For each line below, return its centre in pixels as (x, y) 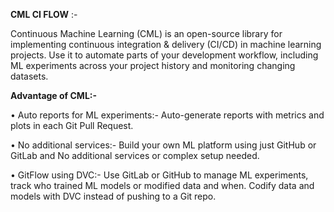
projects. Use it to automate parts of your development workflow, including (164, 55)
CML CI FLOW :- (44, 14)
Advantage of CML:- (54, 95)
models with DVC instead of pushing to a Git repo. (113, 196)
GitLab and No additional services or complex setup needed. (135, 155)
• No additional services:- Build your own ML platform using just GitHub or (163, 145)
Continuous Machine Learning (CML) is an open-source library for (146, 33)
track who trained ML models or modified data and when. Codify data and (162, 185)
